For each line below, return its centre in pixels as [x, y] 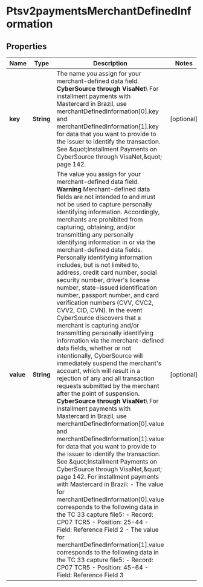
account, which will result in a [98, 371]
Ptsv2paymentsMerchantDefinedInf [99, 11]
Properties [27, 46]
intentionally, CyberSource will [100, 356]
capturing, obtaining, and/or [96, 227]
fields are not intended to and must [106, 197]
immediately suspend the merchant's [109, 363]
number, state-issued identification [107, 287]
